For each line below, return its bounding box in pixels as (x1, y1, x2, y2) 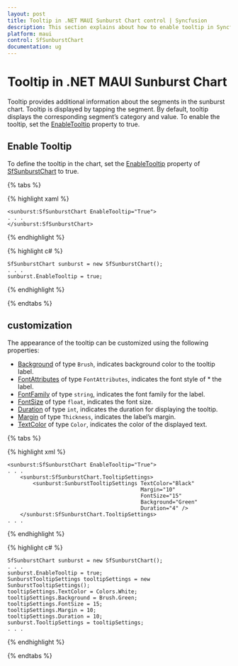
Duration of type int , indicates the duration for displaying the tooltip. (17, 405, 218, 414)
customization (7, 320, 72, 332)
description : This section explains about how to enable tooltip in (7, 23, 214, 30)
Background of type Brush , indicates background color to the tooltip (17, 360, 216, 368)
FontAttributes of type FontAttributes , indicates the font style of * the (17, 374, 222, 383)
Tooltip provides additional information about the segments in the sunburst (7, 97, 225, 106)
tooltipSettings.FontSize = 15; (7, 600, 103, 607)
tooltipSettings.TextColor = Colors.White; (7, 588, 138, 595)
